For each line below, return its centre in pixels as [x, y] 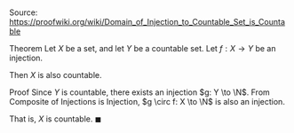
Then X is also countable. [56, 75]
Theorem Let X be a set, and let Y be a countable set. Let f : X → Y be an [143, 49]
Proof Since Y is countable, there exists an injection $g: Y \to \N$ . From [140, 92]
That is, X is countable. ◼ [56, 119]
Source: [24, 12]
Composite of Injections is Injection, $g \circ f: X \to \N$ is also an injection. [147, 102]
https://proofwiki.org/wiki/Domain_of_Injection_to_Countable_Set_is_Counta [147, 22]
